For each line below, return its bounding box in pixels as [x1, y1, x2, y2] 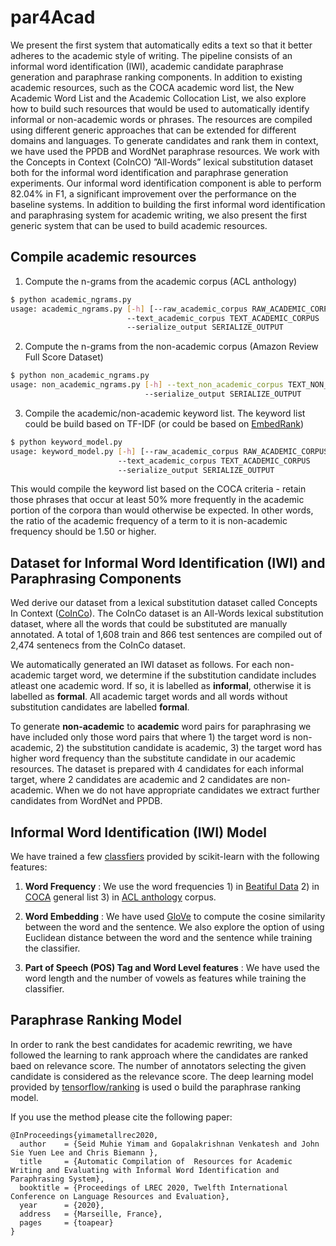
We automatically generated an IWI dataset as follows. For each [10, 659, 273, 671]
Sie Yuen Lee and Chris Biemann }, [10, 1147, 159, 1158]
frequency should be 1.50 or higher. [10, 526, 157, 538]
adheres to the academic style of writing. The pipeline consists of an [10, 49, 293, 61]
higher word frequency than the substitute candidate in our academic [10, 752, 297, 765]
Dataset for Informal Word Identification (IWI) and [10, 554, 326, 571]
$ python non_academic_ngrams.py [10, 371, 150, 381]
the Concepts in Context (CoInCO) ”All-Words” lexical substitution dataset [10, 156, 314, 168]
